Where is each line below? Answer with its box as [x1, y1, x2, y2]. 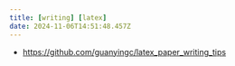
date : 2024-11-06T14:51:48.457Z [9, 22, 131, 31]
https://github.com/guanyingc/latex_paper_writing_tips [22, 46, 227, 57]
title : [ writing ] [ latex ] [9, 13, 107, 23]
